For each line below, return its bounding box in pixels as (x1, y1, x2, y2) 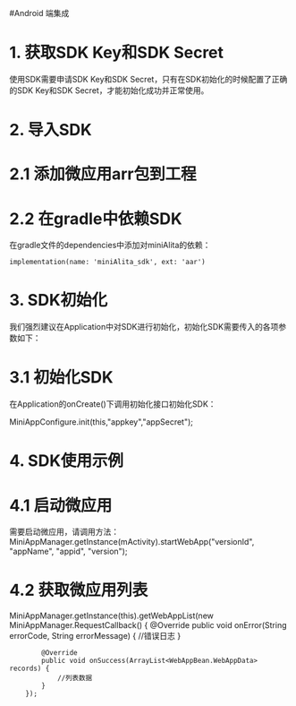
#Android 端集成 (9, 8, 70, 18)
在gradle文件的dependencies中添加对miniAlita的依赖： (9, 240, 211, 251)
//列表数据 (56, 674, 92, 683)
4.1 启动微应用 (9, 495, 113, 515)
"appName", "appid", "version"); (9, 546, 128, 557)
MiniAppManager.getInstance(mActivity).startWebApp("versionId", (9, 537, 255, 547)
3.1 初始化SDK (9, 367, 114, 388)
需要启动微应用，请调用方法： (9, 527, 119, 538)
